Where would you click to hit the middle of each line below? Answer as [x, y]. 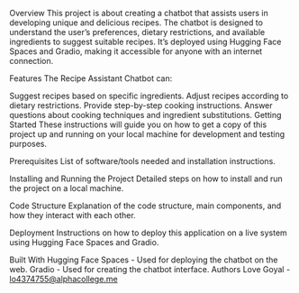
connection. [32, 61]
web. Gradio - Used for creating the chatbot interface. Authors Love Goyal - [150, 269]
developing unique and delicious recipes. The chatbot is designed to [136, 23]
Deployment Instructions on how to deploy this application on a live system [149, 233]
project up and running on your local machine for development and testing [147, 134]
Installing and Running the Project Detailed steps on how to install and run [146, 179]
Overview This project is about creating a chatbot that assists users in [139, 13]
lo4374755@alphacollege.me [64, 279]
